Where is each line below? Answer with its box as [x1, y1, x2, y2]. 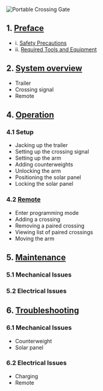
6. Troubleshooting [6, 306, 80, 316]
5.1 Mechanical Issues [6, 270, 72, 278]
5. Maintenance [6, 252, 66, 263]
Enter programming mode [14, 209, 80, 216]
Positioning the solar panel [14, 174, 81, 181]
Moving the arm [14, 235, 55, 242]
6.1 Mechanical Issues [6, 324, 72, 332]
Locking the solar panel [14, 180, 73, 188]
